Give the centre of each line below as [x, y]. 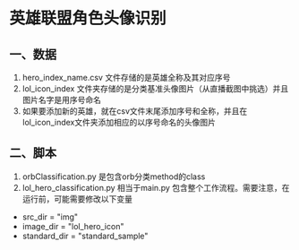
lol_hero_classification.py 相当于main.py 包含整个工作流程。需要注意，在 [156, 187]
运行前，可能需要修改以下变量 [77, 199]
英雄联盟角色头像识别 [88, 18]
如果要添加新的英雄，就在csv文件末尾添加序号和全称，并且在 [135, 111]
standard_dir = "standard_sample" [85, 236]
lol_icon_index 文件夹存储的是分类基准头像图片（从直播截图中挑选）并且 [155, 89]
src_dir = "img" [50, 217]
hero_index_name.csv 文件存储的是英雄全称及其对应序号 [126, 78]
